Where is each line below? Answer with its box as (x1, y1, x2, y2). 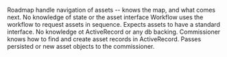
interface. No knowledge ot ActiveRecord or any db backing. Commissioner (7, 27, 221, 36)
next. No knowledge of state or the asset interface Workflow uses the (7, 13, 204, 21)
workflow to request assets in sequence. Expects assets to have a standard (7, 21, 221, 28)
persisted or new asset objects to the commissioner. (7, 43, 155, 50)
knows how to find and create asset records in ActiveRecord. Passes (7, 35, 202, 43)
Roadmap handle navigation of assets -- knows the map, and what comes (7, 6, 216, 14)
